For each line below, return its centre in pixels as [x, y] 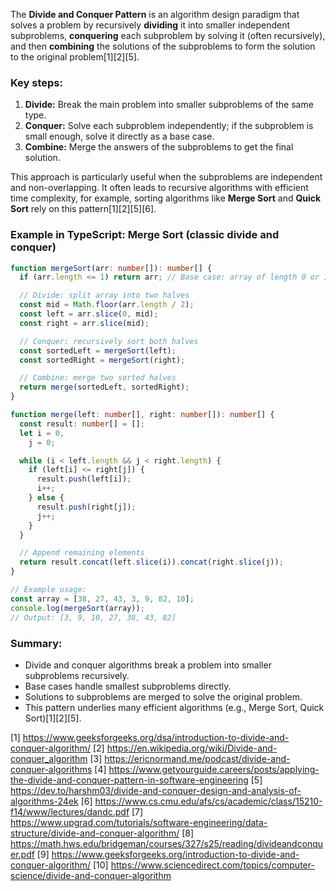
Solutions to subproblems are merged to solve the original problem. [163, 696]
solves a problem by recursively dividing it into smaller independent [150, 25]
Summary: [36, 643]
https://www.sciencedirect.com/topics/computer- [212, 865]
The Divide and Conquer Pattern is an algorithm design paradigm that [155, 14]
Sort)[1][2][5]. [53, 718]
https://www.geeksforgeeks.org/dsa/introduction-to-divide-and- [156, 737]
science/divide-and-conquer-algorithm [91, 875]
